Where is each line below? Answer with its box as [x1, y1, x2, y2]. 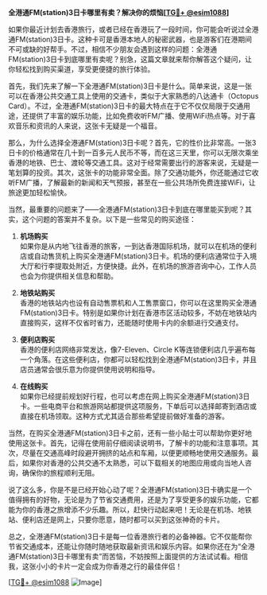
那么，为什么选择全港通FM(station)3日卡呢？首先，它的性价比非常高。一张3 [8, 138, 257, 147]
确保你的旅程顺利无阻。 [21, 469, 99, 477]
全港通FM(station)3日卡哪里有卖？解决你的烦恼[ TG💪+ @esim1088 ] [8, 8, 230, 17]
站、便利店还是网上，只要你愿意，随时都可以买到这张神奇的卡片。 [8, 515, 224, 524]
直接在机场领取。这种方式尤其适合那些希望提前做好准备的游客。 [19, 411, 229, 421]
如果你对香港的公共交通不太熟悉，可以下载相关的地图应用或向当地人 [21, 458, 245, 468]
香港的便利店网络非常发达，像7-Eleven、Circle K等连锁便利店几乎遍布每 [19, 345, 256, 354]
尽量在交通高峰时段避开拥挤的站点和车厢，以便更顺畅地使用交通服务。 [21, 449, 252, 457]
